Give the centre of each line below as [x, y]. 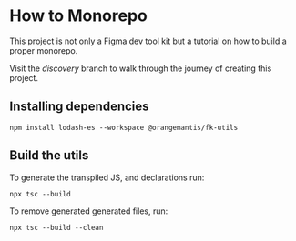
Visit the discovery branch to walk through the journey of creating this [141, 68]
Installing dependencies [79, 107]
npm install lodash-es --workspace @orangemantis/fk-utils [124, 127]
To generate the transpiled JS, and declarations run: [107, 177]
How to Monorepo [79, 16]
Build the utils [49, 156]
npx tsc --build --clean [56, 227]
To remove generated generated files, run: [89, 211]
